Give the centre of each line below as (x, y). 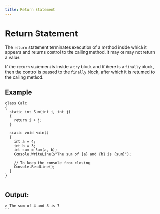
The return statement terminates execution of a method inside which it (76, 47)
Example (18, 92)
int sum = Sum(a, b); (36, 150)
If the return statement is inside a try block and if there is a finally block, (80, 66)
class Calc (16, 103)
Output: (17, 195)
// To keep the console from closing (52, 163)
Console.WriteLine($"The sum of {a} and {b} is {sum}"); (73, 154)
